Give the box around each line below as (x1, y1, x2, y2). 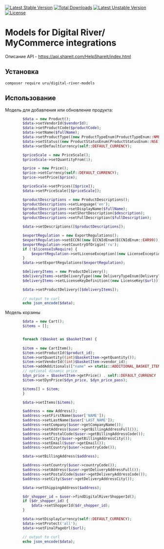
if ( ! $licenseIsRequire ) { (22, 247, 78, 252)
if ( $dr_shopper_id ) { (22, 499, 69, 503)
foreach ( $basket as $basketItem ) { (22, 337, 97, 342)
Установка (5, 68, 39, 76)
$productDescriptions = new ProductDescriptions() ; (22, 197, 130, 202)
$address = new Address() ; (22, 409, 78, 413)
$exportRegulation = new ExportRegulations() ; (22, 233, 119, 238)
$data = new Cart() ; (22, 319, 64, 324)
